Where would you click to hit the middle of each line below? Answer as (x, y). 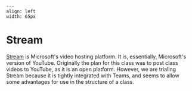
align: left (21, 11)
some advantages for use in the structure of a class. (70, 81)
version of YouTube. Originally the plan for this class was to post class (92, 62)
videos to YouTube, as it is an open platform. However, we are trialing (91, 69)
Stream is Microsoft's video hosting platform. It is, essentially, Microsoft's (96, 57)
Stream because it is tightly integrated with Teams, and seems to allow (93, 76)
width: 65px (21, 17)
